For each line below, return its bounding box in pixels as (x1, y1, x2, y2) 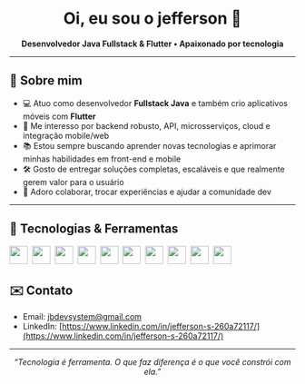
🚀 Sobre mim (9, 73, 84, 89)
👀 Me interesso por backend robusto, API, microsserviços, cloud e (22, 120, 271, 131)
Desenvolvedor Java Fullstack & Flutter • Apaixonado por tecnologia (21, 38, 284, 49)
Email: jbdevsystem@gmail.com (22, 311, 143, 322)
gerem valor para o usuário (22, 176, 124, 187)
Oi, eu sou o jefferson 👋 (63, 8, 242, 29)
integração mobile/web (22, 130, 110, 141)
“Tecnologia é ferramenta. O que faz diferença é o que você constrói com (14, 357, 291, 368)
